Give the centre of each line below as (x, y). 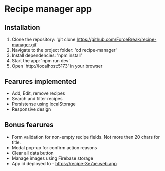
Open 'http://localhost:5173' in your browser (57, 66)
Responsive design (31, 109)
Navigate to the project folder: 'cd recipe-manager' (64, 50)
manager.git (24, 45)
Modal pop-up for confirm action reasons (54, 147)
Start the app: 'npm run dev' (41, 60)
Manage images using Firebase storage (52, 158)
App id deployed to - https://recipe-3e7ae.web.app (64, 163)
